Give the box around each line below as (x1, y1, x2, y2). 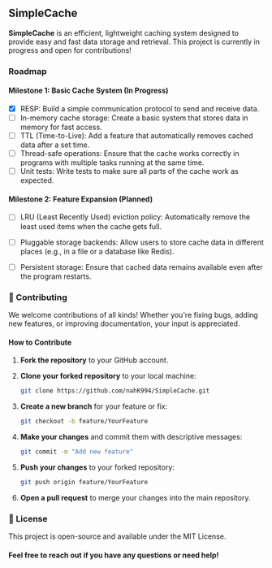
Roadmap (8, 65, 47, 76)
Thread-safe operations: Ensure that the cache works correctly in (19, 149, 240, 158)
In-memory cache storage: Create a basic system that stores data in (19, 113, 249, 123)
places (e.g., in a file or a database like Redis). (19, 246, 175, 256)
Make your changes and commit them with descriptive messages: (19, 431, 243, 441)
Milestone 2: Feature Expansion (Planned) (8, 194, 153, 204)
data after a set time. (19, 140, 90, 150)
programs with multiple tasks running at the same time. (19, 158, 205, 167)
